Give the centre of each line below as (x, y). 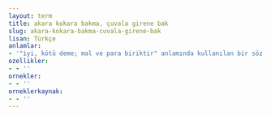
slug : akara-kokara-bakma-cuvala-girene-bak (85, 31)
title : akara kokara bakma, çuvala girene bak (88, 23)
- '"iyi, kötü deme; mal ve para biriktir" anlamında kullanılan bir (129, 53)
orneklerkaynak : (36, 91)
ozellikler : (28, 62)
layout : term (30, 16)
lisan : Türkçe (32, 38)
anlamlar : (25, 46)
